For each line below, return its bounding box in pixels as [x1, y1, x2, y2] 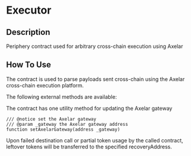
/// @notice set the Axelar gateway [6, 116, 96, 122]
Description [6, 27, 50, 37]
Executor [6, 4, 51, 17]
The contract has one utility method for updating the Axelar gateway [6, 105, 173, 112]
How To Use [6, 60, 51, 70]
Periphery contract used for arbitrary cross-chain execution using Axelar [6, 43, 183, 50]
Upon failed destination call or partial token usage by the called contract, [6, 136, 183, 144]
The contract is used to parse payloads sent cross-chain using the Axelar [6, 75, 185, 83]
